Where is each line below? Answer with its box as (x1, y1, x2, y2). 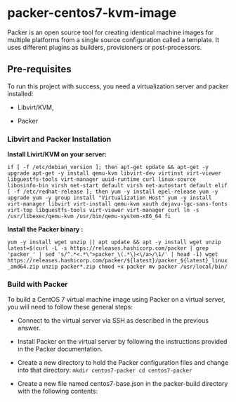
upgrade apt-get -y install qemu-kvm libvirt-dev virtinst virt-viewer (7, 170, 221, 177)
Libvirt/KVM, (17, 103, 54, 112)
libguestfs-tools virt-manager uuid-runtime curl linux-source (7, 176, 197, 183)
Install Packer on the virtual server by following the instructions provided (17, 337, 228, 346)
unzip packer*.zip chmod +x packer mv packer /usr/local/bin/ (41, 263, 228, 271)
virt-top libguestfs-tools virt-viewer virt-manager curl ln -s (7, 207, 199, 214)
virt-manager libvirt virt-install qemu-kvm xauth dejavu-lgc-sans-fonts (7, 201, 228, 208)
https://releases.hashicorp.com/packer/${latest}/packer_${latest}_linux (7, 257, 228, 264)
